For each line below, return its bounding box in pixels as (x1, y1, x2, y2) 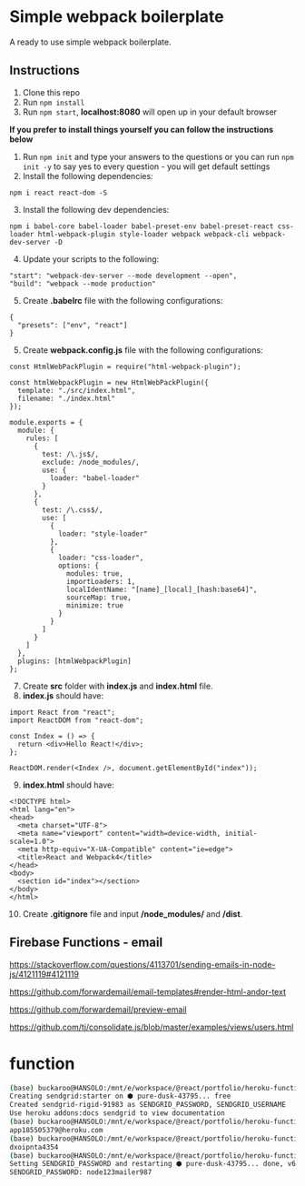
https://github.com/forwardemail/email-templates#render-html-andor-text (9, 986, 286, 997)
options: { (57, 561, 100, 570)
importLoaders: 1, (66, 577, 136, 586)
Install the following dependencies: (22, 170, 153, 181)
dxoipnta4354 (9, 1142, 59, 1151)
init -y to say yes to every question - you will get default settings (22, 161, 271, 172)
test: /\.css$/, (42, 505, 103, 515)
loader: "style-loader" (57, 529, 148, 538)
